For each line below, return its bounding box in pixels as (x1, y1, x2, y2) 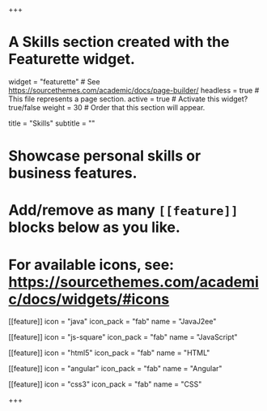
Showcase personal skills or (8, 147, 201, 165)
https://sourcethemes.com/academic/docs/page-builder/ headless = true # (8, 85, 260, 95)
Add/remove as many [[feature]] (8, 201, 239, 220)
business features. (8, 164, 138, 182)
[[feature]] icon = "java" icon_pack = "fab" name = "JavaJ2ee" (8, 317, 217, 327)
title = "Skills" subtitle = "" (8, 118, 95, 128)
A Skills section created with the (8, 33, 230, 51)
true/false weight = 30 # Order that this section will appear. (8, 102, 206, 112)
